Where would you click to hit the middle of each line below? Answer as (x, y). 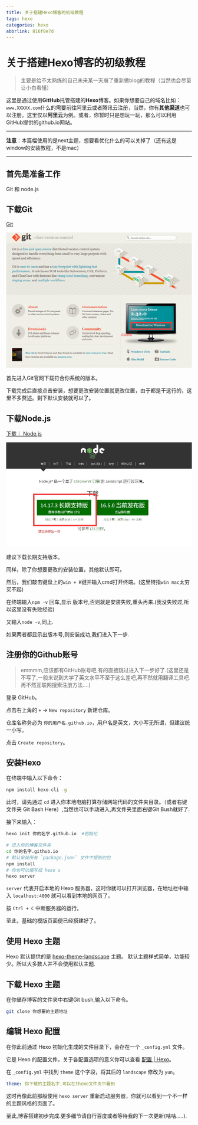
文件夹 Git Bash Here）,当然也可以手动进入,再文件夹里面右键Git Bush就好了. (98, 809)
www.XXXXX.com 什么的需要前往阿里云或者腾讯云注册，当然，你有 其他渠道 (93, 108)
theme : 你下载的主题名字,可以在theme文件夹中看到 (61, 1084)
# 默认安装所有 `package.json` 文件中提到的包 (58, 858)
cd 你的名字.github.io (32, 851)
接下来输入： (22, 822)
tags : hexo (19, 19)
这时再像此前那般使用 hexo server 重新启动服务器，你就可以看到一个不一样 (97, 1095)
